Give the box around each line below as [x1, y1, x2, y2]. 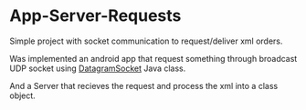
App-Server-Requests [9, 5, 182, 26]
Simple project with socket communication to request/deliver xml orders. [9, 35, 283, 46]
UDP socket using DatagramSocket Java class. [9, 63, 186, 74]
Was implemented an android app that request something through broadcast [9, 53, 298, 64]
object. [9, 90, 37, 101]
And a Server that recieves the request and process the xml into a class [9, 80, 279, 91]
